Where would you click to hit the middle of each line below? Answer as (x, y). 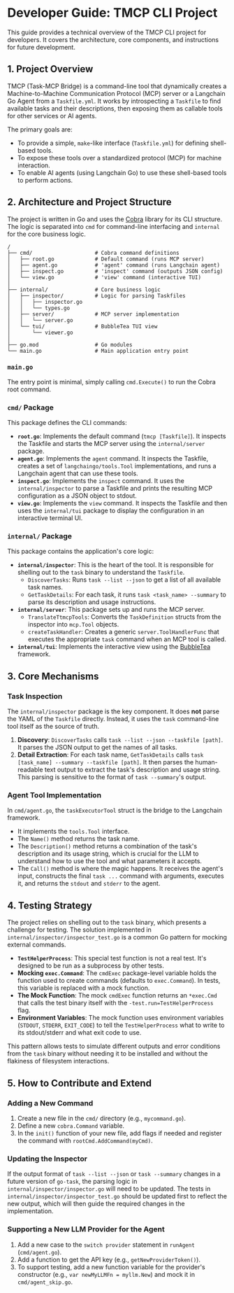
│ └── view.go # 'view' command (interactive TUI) (104, 277)
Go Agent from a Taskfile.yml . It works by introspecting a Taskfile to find (114, 101)
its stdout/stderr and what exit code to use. (79, 1033)
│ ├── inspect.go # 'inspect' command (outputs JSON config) (115, 271)
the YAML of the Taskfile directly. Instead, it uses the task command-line (113, 719)
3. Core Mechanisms (53, 676)
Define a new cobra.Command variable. (71, 1126)
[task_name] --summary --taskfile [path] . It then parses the (105, 762)
